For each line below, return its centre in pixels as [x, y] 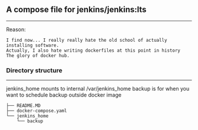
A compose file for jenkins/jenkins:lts [76, 10]
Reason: [16, 29]
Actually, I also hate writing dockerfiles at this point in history [93, 50]
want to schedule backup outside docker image [64, 95]
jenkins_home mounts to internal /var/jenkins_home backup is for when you [98, 89]
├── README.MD [24, 106]
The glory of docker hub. [38, 55]
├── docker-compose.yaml [37, 111]
